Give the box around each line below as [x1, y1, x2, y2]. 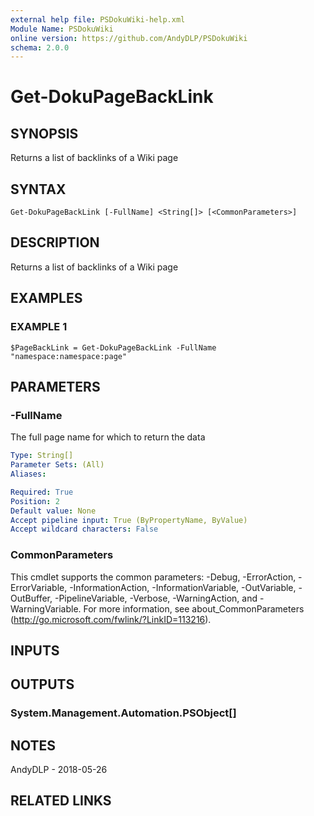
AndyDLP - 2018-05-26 [10, 764, 108, 776]
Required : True [10, 487, 74, 497]
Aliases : [10, 469, 47, 479]
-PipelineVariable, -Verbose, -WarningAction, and [54, 592, 258, 604]
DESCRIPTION [10, 234, 100, 251]
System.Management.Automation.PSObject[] [10, 706, 237, 720]
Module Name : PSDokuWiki [10, 24, 114, 34]
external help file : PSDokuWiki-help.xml [10, 14, 186, 25]
